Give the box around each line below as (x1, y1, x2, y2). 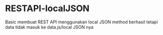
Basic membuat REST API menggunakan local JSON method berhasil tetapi (5, 19, 158, 25)
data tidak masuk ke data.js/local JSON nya (5, 24, 94, 30)
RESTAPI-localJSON (5, 3, 90, 14)
